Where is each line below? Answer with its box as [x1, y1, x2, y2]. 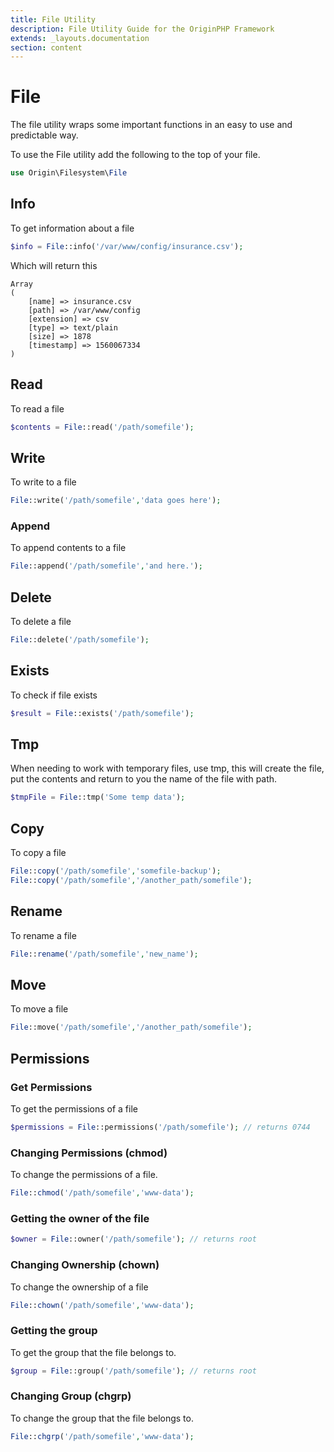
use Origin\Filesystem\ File [10, 168, 128, 178]
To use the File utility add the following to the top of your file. [10, 149, 261, 161]
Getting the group [10, 1324, 98, 1338]
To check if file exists [10, 689, 98, 701]
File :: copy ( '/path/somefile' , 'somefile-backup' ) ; [10, 866, 222, 876]
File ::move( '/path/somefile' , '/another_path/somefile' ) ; [10, 1022, 253, 1033]
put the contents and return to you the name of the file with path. [10, 773, 278, 785]
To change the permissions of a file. [10, 1169, 158, 1181]
